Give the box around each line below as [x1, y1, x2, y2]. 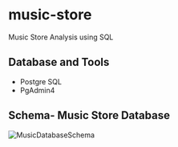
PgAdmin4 [19, 85, 55, 95]
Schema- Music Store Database [8, 108, 171, 122]
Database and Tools [8, 55, 110, 69]
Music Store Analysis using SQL [8, 32, 114, 42]
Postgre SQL [19, 76, 63, 86]
